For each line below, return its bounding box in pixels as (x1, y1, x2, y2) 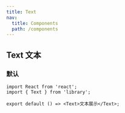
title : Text (6, 9, 36, 15)
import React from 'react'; (6, 83, 78, 90)
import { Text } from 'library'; (6, 89, 91, 95)
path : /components (12, 26, 59, 32)
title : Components (12, 20, 59, 26)
